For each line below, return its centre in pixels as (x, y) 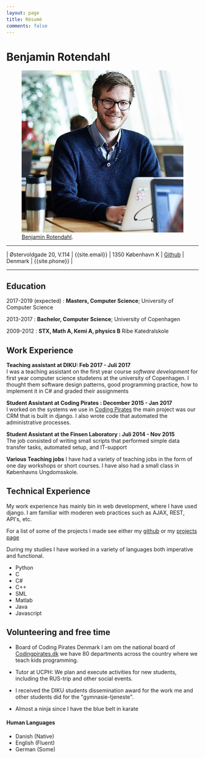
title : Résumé (24, 19)
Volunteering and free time (59, 632)
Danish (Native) (35, 736)
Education (26, 286)
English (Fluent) (35, 743)
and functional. (25, 555)
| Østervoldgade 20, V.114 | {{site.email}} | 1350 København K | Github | (95, 255)
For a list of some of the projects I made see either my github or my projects (102, 531)
